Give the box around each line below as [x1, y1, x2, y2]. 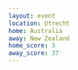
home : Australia [8, 27, 63, 35]
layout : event [8, 11, 56, 20]
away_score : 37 [8, 49, 60, 57]
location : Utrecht [8, 19, 70, 27]
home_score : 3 [8, 42, 56, 50]
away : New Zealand [8, 34, 70, 43]
